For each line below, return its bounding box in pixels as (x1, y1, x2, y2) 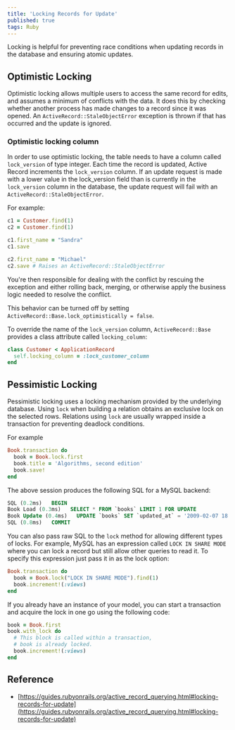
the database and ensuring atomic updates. (7, 50, 134, 58)
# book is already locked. (13, 641, 93, 648)
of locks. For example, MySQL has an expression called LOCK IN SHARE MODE (7, 539, 227, 548)
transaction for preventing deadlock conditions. (7, 420, 145, 428)
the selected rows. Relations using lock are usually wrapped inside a (7, 413, 206, 421)
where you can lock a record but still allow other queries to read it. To (7, 547, 209, 555)
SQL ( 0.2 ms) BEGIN (7, 499, 68, 507)
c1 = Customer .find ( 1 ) (7, 218, 74, 225)
